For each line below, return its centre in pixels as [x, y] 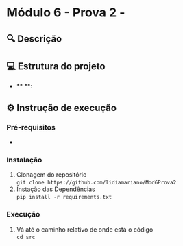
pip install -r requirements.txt [64, 197]
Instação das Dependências [56, 189]
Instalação [24, 160]
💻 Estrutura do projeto [56, 66]
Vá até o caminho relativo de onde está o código [85, 229]
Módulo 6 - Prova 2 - [66, 13]
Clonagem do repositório [51, 175]
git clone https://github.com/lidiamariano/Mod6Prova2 [96, 183]
